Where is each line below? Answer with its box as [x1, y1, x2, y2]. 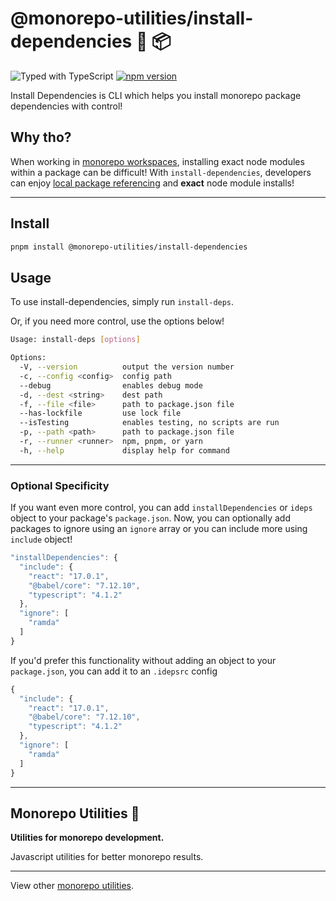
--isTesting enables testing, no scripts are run [19, 418, 280, 428]
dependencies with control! [10, 100, 123, 112]
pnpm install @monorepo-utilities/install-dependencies [10, 242, 248, 252]
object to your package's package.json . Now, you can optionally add [10, 512, 291, 524]
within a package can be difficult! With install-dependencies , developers [10, 166, 312, 178]
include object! [10, 533, 73, 546]
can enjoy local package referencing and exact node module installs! [10, 177, 295, 189]
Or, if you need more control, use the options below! [10, 315, 225, 327]
